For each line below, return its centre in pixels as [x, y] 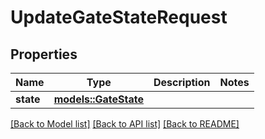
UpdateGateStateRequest [119, 17]
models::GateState [99, 99]
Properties [44, 54]
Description [182, 82]
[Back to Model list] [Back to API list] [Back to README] [125, 124]
